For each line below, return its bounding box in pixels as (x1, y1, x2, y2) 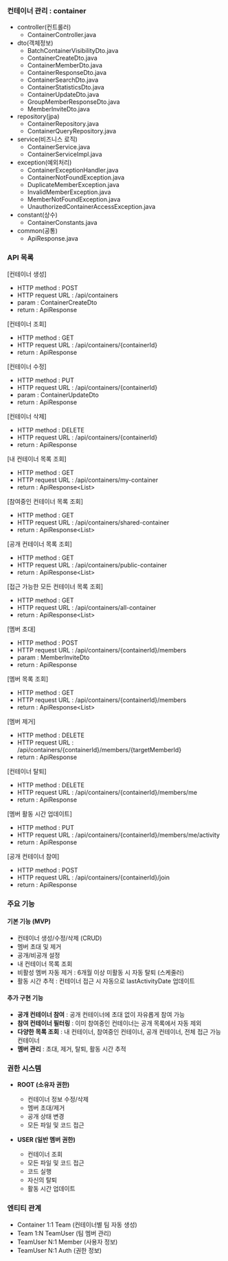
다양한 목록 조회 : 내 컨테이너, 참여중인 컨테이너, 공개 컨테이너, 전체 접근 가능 (16, 1027, 222, 1035)
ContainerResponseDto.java (27, 69, 107, 77)
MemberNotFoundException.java (27, 195, 121, 204)
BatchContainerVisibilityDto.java (27, 47, 119, 55)
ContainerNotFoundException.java (27, 173, 125, 182)
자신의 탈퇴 (27, 1176, 57, 1184)
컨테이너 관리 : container (7, 6, 87, 15)
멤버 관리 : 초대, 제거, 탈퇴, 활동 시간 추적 (16, 1044, 126, 1053)
